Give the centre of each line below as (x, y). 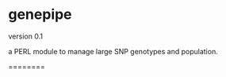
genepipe (40, 15)
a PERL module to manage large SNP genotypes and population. (113, 51)
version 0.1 (26, 36)
